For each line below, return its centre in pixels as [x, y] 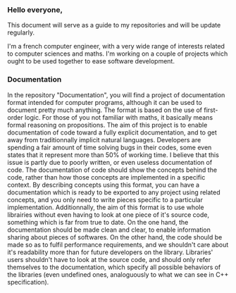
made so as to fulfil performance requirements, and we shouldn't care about [118, 244]
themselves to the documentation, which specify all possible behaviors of [114, 267]
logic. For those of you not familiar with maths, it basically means [119, 117]
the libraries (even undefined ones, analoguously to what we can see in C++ [118, 274]
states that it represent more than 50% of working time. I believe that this [113, 155]
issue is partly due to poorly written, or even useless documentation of [110, 162]
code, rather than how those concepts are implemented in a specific [106, 177]
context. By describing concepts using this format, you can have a [103, 185]
